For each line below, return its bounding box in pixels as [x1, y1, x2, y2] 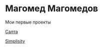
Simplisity [5, 38, 25, 44]
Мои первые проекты [5, 19, 51, 25]
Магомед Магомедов [5, 3, 99, 14]
